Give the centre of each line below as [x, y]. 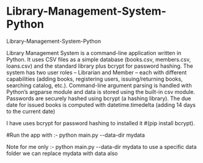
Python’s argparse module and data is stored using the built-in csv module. [101, 92]
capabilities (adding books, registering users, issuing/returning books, [94, 79]
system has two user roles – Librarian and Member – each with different [97, 72]
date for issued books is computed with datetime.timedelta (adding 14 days [101, 104]
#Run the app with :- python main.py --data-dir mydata [76, 135]
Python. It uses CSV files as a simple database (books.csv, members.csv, [99, 59]
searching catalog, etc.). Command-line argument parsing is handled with [99, 85]
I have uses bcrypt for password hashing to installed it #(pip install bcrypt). [101, 123]
